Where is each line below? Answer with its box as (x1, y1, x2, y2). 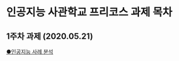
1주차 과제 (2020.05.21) (6, 31, 94, 41)
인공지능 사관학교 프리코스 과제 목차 (6, 5, 172, 19)
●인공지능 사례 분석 (6, 48, 53, 55)
